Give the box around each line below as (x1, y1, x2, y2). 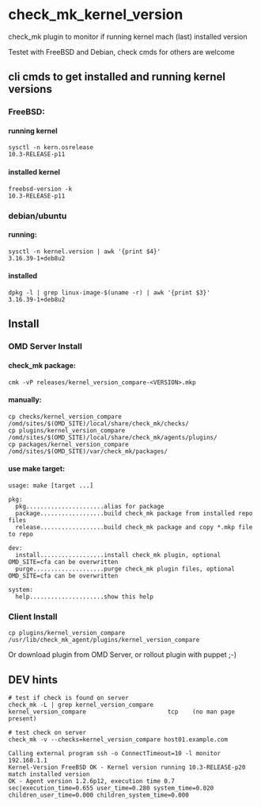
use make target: (8, 464, 66, 474)
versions (8, 83, 53, 96)
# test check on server (8, 728, 87, 737)
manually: (8, 395, 42, 405)
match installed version (8, 770, 90, 778)
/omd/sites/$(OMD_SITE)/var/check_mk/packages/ (8, 447, 168, 455)
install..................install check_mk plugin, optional (15, 551, 221, 559)
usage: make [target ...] (8, 482, 93, 490)
